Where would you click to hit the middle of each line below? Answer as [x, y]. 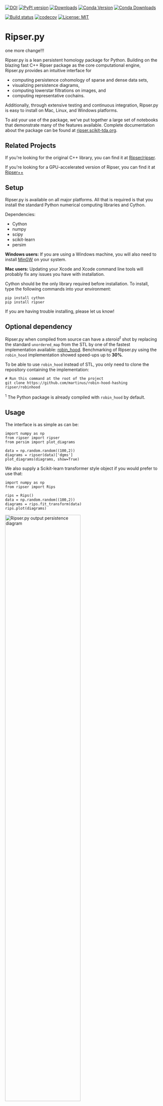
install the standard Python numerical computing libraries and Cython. [75, 205]
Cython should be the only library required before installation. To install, [77, 283]
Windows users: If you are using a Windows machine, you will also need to [81, 254]
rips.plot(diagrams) [26, 508]
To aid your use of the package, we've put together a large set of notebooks [81, 120]
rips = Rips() [20, 495]
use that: [14, 473]
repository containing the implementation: [47, 370]
